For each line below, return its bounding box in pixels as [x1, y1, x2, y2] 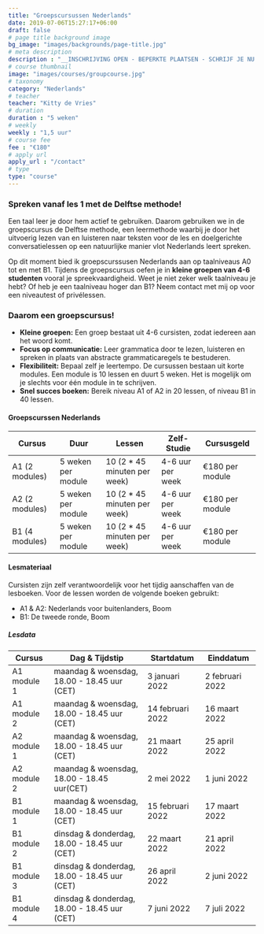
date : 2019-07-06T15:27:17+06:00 [8, 19, 118, 27]
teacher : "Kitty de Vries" [8, 99, 97, 107]
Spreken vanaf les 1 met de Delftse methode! [8, 198, 182, 209]
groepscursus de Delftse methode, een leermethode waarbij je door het [8, 225, 240, 235]
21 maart [147, 736, 182, 747]
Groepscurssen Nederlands [8, 413, 101, 422]
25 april [204, 736, 234, 747]
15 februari [147, 800, 189, 811]
